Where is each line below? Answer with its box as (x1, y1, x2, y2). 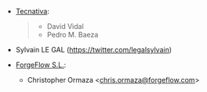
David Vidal (46, 22, 84, 30)
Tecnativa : (15, 7, 49, 16)
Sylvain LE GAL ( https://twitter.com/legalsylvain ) (15, 45, 172, 54)
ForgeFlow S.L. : (15, 60, 67, 69)
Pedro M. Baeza (46, 30, 99, 39)
